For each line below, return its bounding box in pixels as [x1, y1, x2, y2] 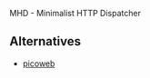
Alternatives [9, 34, 82, 49]
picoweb [22, 58, 55, 69]
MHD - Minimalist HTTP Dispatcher [9, 8, 141, 18]
